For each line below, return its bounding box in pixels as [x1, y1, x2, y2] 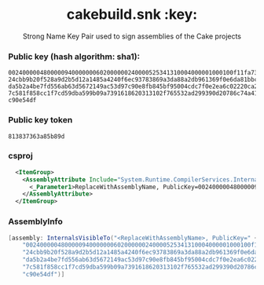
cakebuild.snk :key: [66, 5, 198, 24]
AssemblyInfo [8, 216, 63, 227]
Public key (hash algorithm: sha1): [8, 51, 140, 62]
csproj [8, 151, 33, 162]
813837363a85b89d [8, 132, 65, 141]
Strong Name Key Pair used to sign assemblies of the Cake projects [22, 31, 242, 41]
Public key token [8, 115, 73, 126]
